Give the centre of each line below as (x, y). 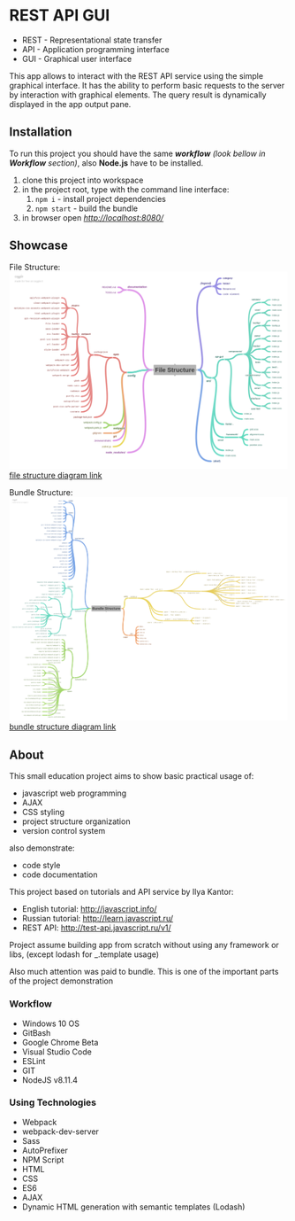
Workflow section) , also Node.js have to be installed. (106, 163)
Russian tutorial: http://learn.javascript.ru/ (98, 919)
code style (41, 866)
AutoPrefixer (45, 1150)
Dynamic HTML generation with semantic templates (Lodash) (133, 1207)
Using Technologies (53, 1102)
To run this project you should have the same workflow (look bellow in (138, 153)
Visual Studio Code (57, 1052)
